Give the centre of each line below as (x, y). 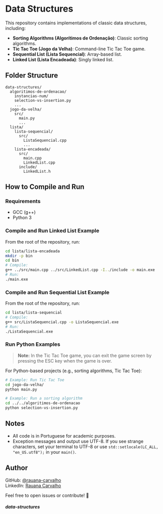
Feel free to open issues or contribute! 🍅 (47, 495)
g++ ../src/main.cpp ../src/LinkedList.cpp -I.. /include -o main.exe (80, 270)
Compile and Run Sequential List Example (57, 292)
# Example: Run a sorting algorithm (44, 399)
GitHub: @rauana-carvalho (33, 480)
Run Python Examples (33, 344)
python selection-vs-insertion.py (42, 408)
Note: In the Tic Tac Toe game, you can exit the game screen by (85, 355)
